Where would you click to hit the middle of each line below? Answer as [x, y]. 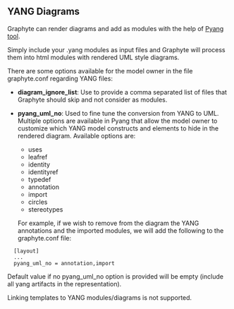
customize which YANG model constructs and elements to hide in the [118, 128]
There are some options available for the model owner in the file [100, 71]
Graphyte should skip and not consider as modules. [92, 99]
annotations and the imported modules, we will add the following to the [121, 230]
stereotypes [45, 209]
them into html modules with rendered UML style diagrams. [93, 57]
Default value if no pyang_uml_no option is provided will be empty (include [116, 276]
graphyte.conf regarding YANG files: [60, 78]
